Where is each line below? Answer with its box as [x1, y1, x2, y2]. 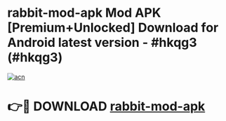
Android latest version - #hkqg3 [7, 35, 198, 50]
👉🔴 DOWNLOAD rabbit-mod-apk [7, 99, 206, 115]
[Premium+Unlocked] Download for [7, 20, 219, 36]
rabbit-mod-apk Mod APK [7, 5, 161, 21]
